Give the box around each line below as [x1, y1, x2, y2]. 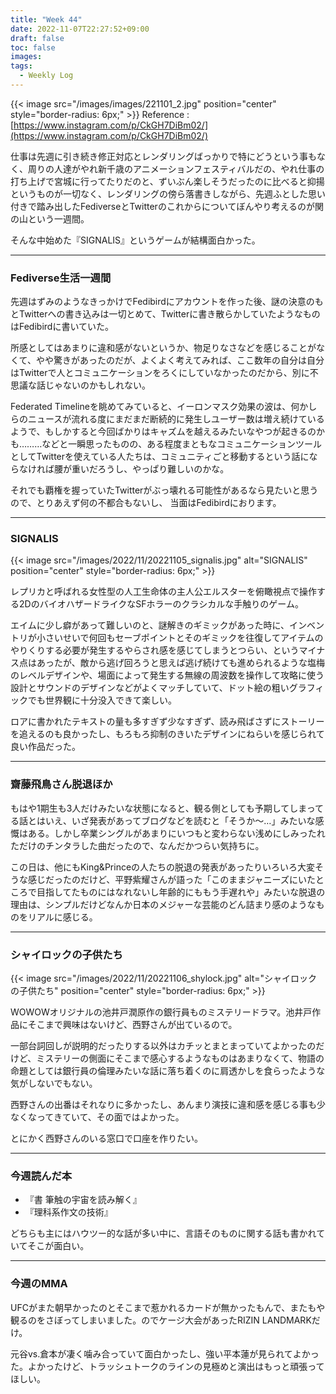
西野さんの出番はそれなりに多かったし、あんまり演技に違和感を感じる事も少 [10, 1099, 326, 1111]
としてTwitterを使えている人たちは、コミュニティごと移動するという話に [10, 451, 310, 463]
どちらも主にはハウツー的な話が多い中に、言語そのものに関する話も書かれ [10, 1227, 317, 1240]
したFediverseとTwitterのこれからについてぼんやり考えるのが [62, 200, 316, 212]
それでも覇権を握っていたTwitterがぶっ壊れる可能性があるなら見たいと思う [10, 484, 319, 496]
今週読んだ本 [10, 1169, 73, 1183]
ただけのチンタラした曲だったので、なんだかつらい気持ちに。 [10, 839, 265, 851]
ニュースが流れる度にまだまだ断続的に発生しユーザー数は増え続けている [27, 413, 325, 425]
